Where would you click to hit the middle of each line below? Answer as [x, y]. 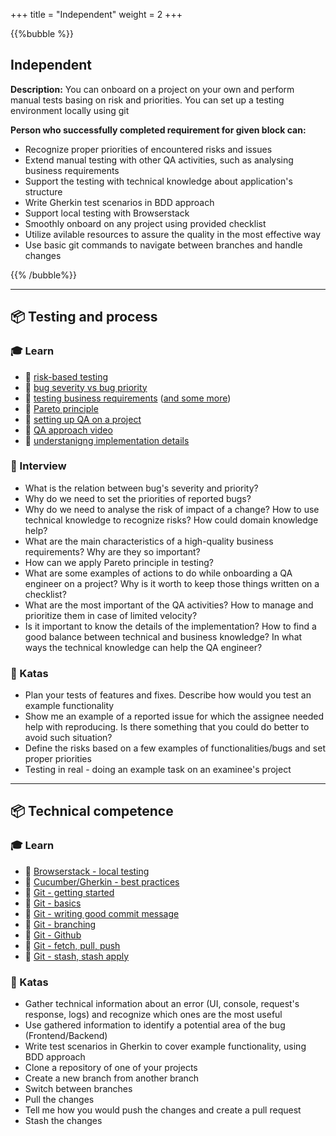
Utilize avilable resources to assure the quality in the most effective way [173, 234]
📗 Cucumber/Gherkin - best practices [102, 881]
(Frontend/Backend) [66, 1036]
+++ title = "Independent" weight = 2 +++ [96, 14]
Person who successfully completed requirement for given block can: [158, 130]
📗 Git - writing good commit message [102, 913]
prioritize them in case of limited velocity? [111, 615]
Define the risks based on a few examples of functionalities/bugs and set [175, 748]
